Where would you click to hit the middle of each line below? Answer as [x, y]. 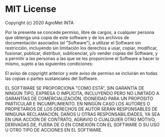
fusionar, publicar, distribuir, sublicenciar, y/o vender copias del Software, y [82, 53]
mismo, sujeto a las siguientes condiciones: [49, 64]
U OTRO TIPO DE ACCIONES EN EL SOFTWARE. [54, 130]
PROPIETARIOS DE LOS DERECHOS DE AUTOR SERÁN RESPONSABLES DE [81, 109]
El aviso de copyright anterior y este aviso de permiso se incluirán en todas [81, 73]
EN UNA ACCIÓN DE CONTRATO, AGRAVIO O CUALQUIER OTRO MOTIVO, [81, 119]
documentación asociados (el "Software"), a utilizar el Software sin [73, 42]
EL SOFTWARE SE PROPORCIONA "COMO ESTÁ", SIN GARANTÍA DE [75, 88]
